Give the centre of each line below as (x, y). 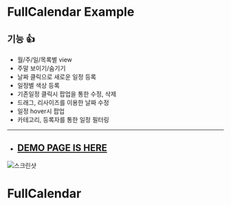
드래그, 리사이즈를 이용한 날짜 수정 (63, 102)
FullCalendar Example (71, 12)
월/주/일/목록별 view (44, 60)
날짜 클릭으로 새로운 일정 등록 (56, 77)
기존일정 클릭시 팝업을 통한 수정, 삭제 (67, 94)
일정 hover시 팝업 (41, 111)
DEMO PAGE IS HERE (62, 148)
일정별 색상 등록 (38, 85)
